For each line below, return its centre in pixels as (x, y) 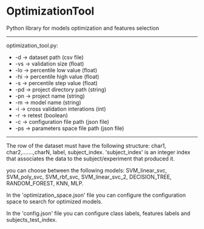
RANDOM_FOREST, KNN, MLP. (45, 183)
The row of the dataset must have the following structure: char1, (86, 145)
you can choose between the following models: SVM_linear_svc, (87, 170)
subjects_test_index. (32, 219)
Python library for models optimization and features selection (83, 28)
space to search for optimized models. (55, 201)
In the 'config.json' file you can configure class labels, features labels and (98, 213)
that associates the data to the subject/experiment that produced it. (90, 159)
